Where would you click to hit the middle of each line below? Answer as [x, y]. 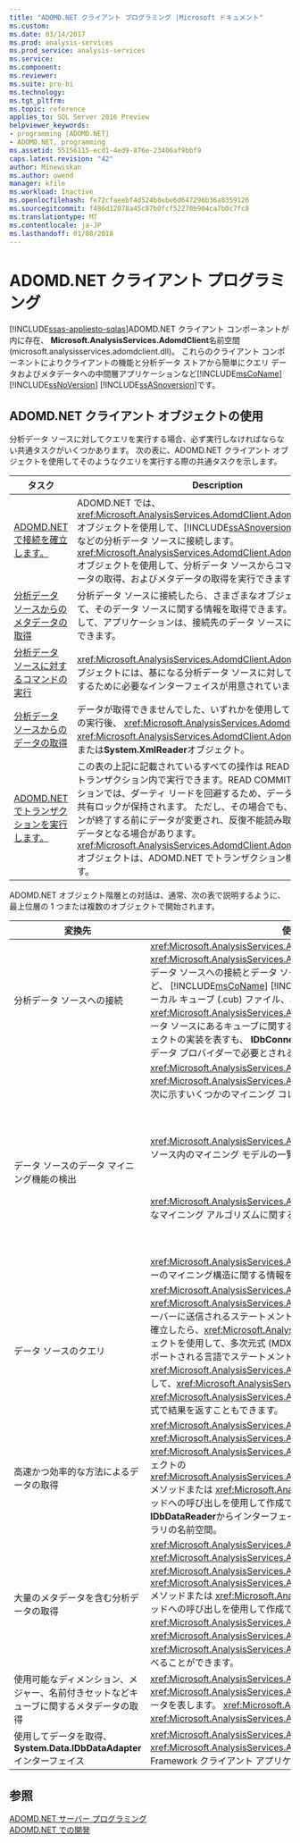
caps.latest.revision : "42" [62, 159]
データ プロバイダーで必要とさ [214, 1053]
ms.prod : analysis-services [62, 42]
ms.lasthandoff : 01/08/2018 [62, 233]
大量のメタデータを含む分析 [72, 1598]
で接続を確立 [41, 540]
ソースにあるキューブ [215, 1026]
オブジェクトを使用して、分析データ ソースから [176, 565]
